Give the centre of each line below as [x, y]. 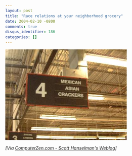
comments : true [21, 27]
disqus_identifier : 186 [30, 32]
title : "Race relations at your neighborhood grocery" [64, 16]
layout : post [19, 11]
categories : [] [21, 37]
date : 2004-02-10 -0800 [30, 21]
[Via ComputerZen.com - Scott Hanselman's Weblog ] [61, 148]
